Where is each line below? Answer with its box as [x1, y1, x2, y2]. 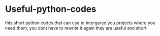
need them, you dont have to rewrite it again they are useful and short [5, 25, 147, 31]
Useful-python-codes [5, 3, 96, 15]
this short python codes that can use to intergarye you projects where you [5, 20, 156, 26]
